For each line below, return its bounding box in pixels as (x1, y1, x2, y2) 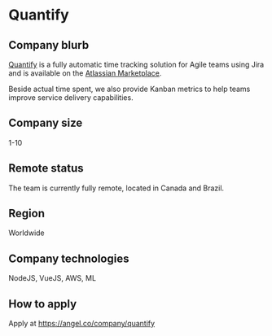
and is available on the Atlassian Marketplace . (8, 68, 162, 78)
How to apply (8, 297, 77, 311)
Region (8, 207, 45, 220)
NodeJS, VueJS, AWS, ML (8, 273, 96, 283)
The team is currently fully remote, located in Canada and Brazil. (8, 183, 225, 193)
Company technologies (8, 251, 129, 265)
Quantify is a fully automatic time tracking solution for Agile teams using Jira (8, 59, 265, 69)
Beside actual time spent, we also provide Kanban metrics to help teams (8, 84, 251, 94)
